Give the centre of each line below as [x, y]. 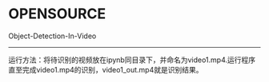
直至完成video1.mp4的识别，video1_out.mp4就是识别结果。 [106, 69]
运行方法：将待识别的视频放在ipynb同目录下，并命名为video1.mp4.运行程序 [132, 60]
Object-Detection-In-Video [52, 36]
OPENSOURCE [57, 14]
